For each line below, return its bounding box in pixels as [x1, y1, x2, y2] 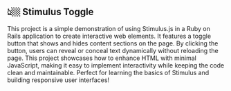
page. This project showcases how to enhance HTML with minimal [7, 54, 197, 62]
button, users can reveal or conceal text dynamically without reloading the [7, 46, 219, 54]
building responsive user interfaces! [7, 76, 109, 84]
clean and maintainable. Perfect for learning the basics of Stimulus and [7, 68, 210, 77]
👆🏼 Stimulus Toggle [7, 6, 94, 18]
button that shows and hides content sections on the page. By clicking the [7, 39, 219, 48]
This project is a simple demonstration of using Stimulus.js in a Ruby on [7, 24, 211, 32]
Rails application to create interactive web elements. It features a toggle [7, 32, 212, 40]
